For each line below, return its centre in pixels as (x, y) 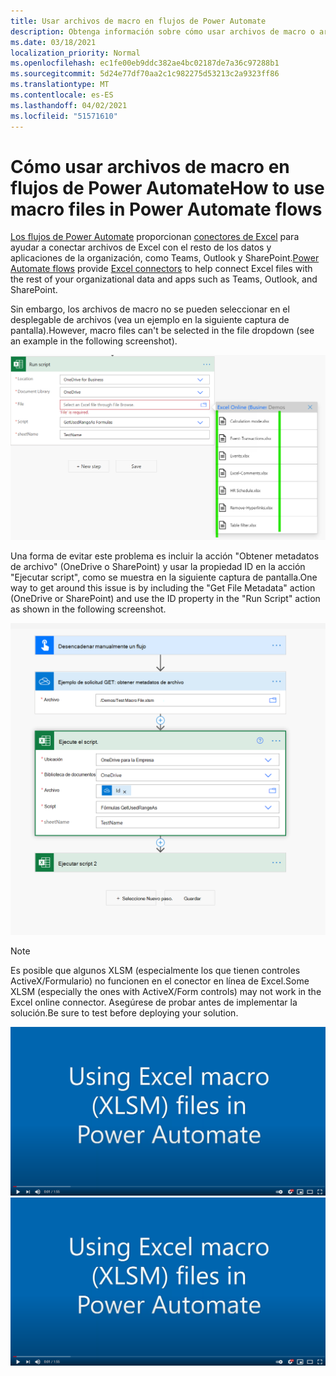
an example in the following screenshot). (94, 341)
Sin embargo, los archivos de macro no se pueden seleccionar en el (150, 309)
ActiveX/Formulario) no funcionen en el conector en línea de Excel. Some (160, 981)
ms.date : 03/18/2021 (53, 42)
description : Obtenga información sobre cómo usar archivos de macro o (162, 31)
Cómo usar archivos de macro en (150, 166)
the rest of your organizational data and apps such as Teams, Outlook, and (164, 279)
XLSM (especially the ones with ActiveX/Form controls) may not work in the (166, 992)
